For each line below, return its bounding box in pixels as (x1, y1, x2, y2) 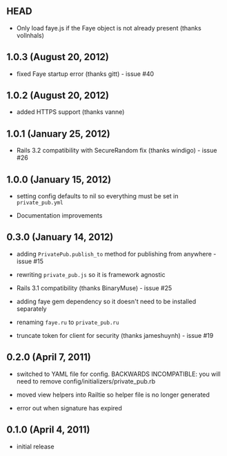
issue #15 (16, 257, 44, 265)
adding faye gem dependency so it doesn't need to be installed (16, 297, 197, 305)
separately (16, 304, 47, 313)
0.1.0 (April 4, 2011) (6, 424, 90, 436)
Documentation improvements (16, 211, 103, 220)
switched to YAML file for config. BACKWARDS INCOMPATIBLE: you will (16, 370, 221, 378)
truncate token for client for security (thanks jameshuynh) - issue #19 (16, 331, 214, 339)
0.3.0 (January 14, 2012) (6, 231, 114, 243)
